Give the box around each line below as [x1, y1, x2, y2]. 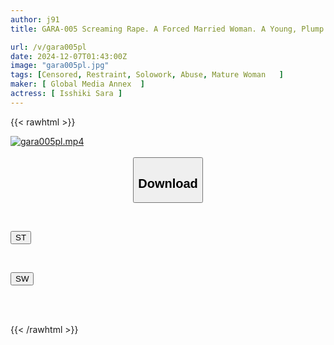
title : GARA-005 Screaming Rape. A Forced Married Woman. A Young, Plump [10, 24, 325, 34]
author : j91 [10, 14, 60, 25]
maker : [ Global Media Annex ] [10, 79, 145, 90]
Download [138, 176, 198, 191]
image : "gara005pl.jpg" [10, 61, 110, 71]
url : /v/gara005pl [10, 42, 87, 52]
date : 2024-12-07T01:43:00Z [10, 51, 128, 61]
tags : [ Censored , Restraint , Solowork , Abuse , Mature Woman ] [10, 70, 284, 80]
